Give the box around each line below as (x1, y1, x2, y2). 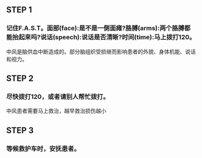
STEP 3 (6, 125, 34, 135)
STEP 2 (6, 74, 34, 84)
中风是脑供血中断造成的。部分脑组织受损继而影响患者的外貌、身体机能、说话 (6, 48, 196, 55)
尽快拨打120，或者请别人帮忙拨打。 (6, 93, 109, 101)
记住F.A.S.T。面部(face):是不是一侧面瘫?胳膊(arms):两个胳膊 (6, 24, 185, 33)
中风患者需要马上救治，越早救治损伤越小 (6, 107, 106, 115)
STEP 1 (6, 5, 32, 15)
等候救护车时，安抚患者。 (6, 144, 81, 153)
